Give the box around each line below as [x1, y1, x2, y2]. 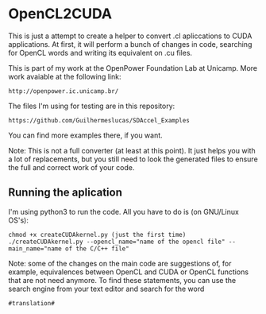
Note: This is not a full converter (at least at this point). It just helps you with [8, 145, 256, 155]
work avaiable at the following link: [8, 72, 121, 81]
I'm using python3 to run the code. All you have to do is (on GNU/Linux [8, 207, 240, 216]
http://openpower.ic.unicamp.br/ [8, 87, 119, 95]
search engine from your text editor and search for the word [8, 284, 205, 293]
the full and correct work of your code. [8, 162, 135, 172]
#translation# [8, 299, 56, 307]
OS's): [8, 215, 29, 225]
